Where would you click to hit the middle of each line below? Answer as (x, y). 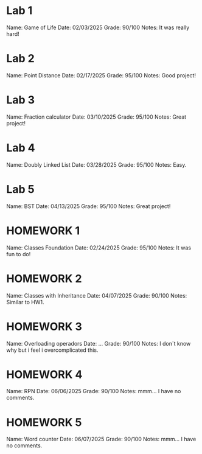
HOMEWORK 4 (44, 374)
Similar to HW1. (25, 302)
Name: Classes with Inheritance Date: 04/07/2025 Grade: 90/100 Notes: (97, 295)
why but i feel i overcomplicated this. (52, 350)
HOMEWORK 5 (44, 422)
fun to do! (19, 254)
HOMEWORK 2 (44, 278)
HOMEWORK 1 (43, 230)
